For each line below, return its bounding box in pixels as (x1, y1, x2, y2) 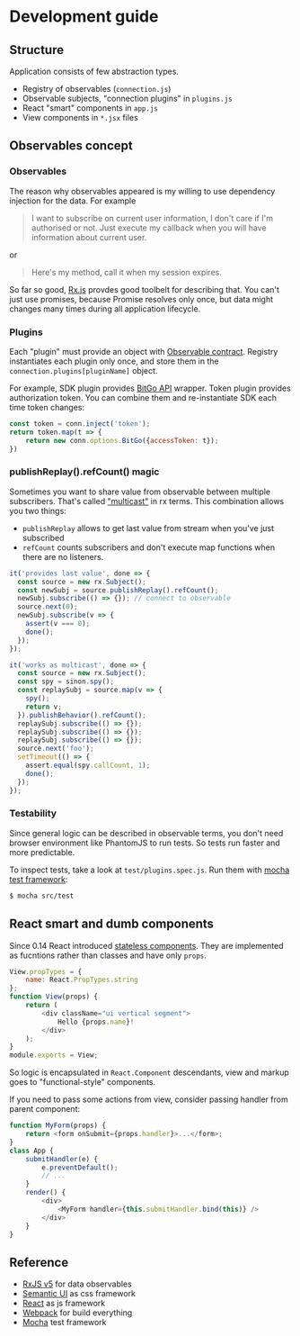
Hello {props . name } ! (57, 1017, 135, 1026)
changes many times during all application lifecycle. (9, 303, 201, 314)
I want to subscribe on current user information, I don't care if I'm (31, 212, 274, 223)
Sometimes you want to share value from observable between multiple (9, 486, 271, 497)
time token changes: (9, 402, 85, 412)
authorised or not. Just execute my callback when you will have (31, 222, 267, 233)
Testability (9, 808, 57, 820)
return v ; (25, 702, 63, 711)
